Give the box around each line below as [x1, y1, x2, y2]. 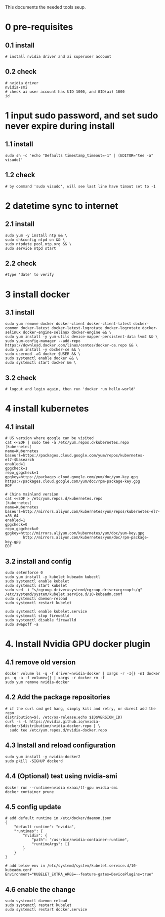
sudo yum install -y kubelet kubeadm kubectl [5, 574, 100, 579]
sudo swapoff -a [5, 622, 39, 627]
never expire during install [5, 120, 115, 131]
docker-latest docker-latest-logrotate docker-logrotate [20, 326, 140, 331]
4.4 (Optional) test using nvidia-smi [5, 772, 118, 780]
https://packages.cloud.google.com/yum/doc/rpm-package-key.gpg [5, 479, 140, 484]
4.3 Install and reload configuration [5, 741, 116, 750]
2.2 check [5, 259, 37, 268]
